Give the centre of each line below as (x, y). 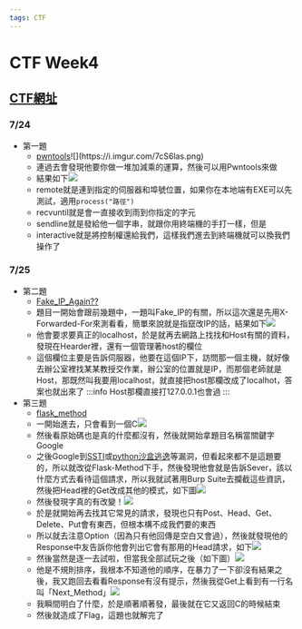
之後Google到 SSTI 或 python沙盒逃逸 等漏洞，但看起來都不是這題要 (159, 456)
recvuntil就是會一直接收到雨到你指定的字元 (116, 212)
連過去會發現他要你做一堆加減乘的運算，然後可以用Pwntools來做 (157, 167)
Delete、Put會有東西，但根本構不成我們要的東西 (126, 524)
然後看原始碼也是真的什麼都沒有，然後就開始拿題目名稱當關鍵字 (155, 435)
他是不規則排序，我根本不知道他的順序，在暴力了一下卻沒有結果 (155, 569)
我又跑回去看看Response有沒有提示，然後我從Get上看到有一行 (169, 581)
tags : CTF (28, 18)
